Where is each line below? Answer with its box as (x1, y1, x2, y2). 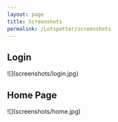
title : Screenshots (7, 18, 63, 25)
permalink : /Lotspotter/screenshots (7, 25, 111, 32)
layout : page (7, 11, 44, 18)
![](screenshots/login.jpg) (7, 70, 79, 78)
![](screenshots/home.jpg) (7, 108, 81, 115)
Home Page (7, 89, 57, 101)
